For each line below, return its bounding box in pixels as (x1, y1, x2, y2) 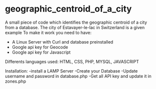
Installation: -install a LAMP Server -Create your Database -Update (5, 68, 138, 74)
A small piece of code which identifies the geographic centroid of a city (5, 19, 147, 25)
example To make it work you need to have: (5, 30, 92, 35)
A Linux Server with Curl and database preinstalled (12, 39, 113, 44)
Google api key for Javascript (12, 49, 71, 55)
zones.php (5, 78, 27, 84)
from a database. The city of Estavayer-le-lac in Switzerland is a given (5, 24, 145, 30)
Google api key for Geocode (12, 44, 69, 50)
